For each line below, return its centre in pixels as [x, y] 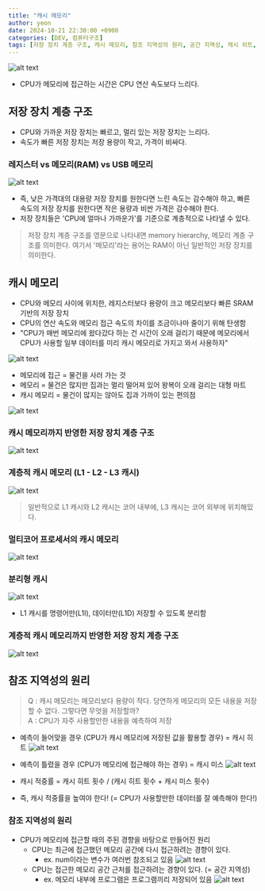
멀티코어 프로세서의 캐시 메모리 [63, 539]
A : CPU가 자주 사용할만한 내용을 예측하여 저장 [100, 721]
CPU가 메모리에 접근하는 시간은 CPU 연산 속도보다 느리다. [109, 84]
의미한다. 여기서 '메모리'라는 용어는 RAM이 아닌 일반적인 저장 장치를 [148, 245]
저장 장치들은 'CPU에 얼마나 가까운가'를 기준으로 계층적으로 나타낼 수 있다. [135, 218]
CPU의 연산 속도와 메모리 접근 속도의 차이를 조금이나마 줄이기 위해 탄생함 [133, 323]
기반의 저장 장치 [44, 313]
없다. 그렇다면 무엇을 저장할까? [92, 711]
